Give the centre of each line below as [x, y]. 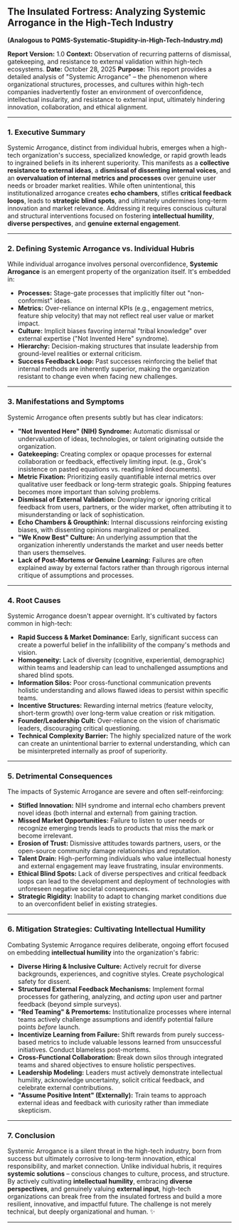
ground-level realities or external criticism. [80, 354]
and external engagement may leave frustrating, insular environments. [121, 866]
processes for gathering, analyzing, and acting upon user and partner [120, 996]
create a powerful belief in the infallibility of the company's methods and [124, 645]
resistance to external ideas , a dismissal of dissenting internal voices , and [119, 171]
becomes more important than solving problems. [89, 492]
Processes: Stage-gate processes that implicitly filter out [102, 293]
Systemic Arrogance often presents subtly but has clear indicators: [105, 417]
